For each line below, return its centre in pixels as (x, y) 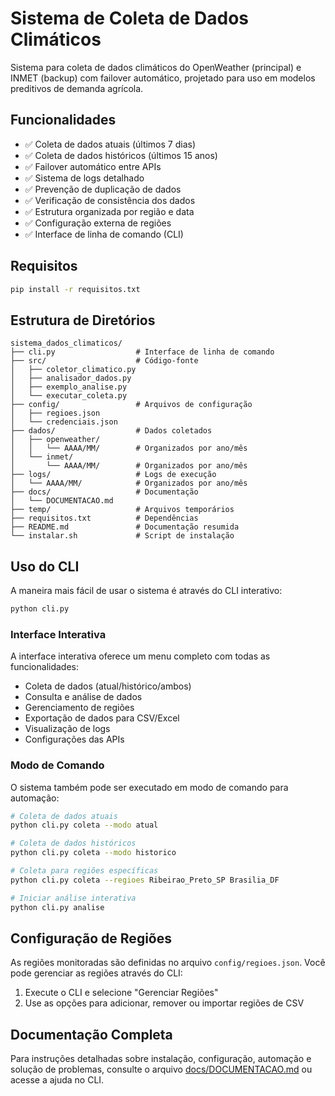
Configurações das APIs (74, 739)
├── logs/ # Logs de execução (113, 475)
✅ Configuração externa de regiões (98, 223)
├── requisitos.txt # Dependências (104, 518)
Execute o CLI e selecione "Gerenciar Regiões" (121, 993)
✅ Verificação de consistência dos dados (110, 200)
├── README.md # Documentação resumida (125, 527)
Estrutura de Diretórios (83, 320)
